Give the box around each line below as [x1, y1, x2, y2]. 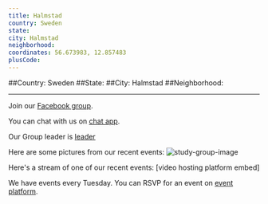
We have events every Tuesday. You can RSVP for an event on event [8, 178, 234, 187]
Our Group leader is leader [8, 131, 96, 141]
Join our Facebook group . [8, 100, 93, 110]
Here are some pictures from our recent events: [8, 147, 165, 156]
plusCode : [8, 57, 41, 65]
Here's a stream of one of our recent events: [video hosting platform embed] [8, 163, 260, 172]
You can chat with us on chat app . [8, 116, 120, 126]
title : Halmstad [8, 11, 62, 20]
